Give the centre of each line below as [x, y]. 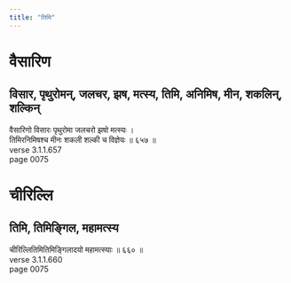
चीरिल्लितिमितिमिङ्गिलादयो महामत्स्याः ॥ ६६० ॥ [76, 249]
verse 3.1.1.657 [35, 149]
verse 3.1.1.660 [36, 259]
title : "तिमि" [32, 17]
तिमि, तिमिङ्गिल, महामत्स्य [64, 228]
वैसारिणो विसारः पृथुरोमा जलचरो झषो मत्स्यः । [72, 130]
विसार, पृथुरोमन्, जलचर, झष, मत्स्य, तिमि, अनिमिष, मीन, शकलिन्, [145, 94]
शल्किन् [24, 109]
